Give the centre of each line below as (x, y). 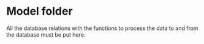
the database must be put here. (46, 34)
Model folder (40, 11)
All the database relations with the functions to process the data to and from (102, 28)
